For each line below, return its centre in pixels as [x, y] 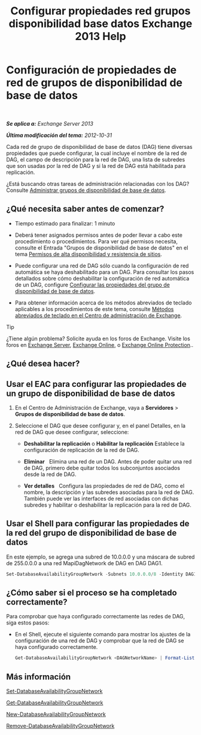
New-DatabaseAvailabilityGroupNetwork [56, 714]
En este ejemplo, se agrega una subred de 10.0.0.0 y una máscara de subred [100, 557]
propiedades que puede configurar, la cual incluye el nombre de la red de [97, 153]
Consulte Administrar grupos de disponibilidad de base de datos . [86, 190]
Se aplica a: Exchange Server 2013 [50, 123]
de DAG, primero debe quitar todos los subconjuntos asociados [102, 468]
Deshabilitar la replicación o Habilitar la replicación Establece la [104, 443]
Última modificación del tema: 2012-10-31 [59, 135]
